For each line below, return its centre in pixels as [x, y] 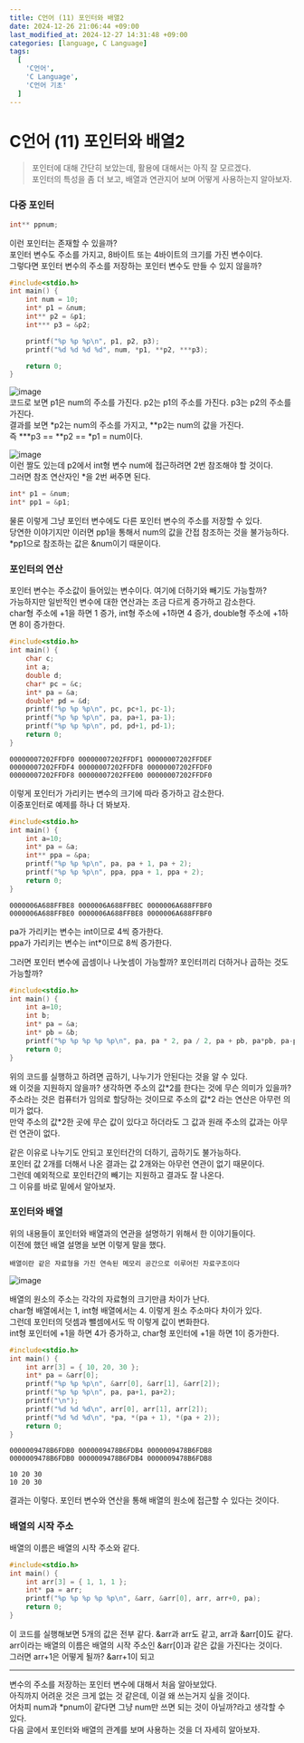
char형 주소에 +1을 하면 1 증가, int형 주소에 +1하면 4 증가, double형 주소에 [140, 614]
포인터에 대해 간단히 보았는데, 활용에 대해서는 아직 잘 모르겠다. [141, 168]
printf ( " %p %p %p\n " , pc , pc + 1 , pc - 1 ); [101, 709]
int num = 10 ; [52, 300]
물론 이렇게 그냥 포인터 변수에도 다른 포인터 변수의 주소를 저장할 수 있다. [136, 521]
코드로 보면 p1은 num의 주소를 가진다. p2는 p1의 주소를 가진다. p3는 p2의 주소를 [151, 402]
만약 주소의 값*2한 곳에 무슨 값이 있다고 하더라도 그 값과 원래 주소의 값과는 [140, 1121]
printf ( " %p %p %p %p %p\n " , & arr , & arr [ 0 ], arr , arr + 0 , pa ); [143, 1599]
